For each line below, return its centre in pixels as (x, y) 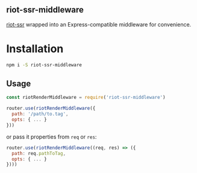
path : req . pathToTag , (39, 153)
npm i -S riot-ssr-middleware (44, 65)
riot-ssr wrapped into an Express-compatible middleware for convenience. (99, 24)
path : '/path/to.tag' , (40, 114)
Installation (35, 49)
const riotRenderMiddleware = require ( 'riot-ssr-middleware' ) (86, 98)
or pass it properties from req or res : (52, 137)
